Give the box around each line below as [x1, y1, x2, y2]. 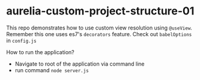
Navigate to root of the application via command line [14, 60, 145, 67]
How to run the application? [6, 48, 75, 55]
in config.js [6, 37, 37, 44]
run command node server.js [14, 66, 89, 73]
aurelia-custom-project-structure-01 [6, 4, 195, 18]
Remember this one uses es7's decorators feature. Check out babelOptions [6, 30, 192, 37]
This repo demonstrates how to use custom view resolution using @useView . [6, 24, 192, 31]
